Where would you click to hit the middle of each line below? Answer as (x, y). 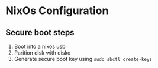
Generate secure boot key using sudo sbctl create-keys (83, 59)
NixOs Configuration (57, 11)
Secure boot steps (40, 33)
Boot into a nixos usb (40, 46)
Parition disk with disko (42, 53)
